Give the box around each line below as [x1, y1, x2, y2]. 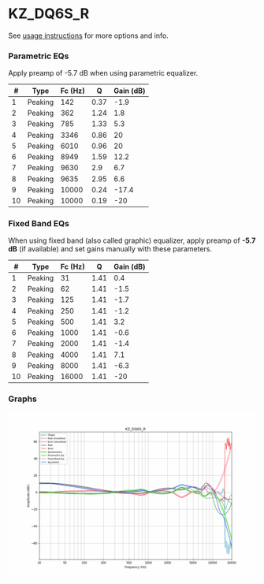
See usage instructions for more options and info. [8, 31, 169, 40]
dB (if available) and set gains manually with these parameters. [8, 244, 213, 254]
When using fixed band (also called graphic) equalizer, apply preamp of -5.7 [8, 236, 256, 245]
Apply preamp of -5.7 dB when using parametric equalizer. [8, 69, 199, 78]
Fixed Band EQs [8, 218, 69, 229]
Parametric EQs [8, 50, 69, 61]
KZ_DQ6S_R [8, 5, 90, 23]
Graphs [8, 393, 37, 404]
